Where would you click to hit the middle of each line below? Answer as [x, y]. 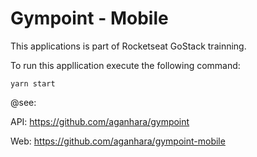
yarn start [33, 83]
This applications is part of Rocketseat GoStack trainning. [128, 46]
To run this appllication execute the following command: [125, 65]
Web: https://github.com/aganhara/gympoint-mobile [118, 141]
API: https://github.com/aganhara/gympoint [100, 121]
